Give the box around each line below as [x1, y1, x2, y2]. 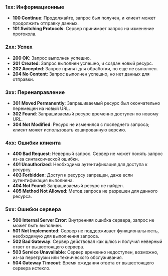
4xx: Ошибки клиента [5, 139, 61, 146]
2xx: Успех [5, 44, 33, 51]
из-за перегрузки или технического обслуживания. [12, 254, 123, 260]
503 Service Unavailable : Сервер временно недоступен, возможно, [12, 249, 159, 255]
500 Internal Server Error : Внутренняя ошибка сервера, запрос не [12, 217, 154, 223]
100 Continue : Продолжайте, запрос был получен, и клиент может [12, 15, 156, 21]
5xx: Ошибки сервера [5, 206, 61, 213]
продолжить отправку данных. [12, 20, 79, 26]
